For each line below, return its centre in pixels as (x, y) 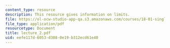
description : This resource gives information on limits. (68, 14)
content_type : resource (30, 10)
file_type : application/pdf (35, 24)
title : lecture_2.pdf (28, 33)
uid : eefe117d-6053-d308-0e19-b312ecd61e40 (52, 38)
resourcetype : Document (30, 28)
